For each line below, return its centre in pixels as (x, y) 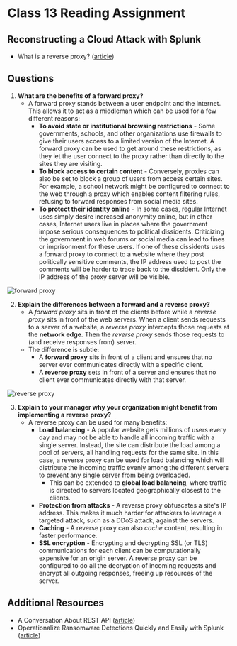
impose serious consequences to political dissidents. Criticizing (131, 231)
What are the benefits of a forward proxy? (80, 95)
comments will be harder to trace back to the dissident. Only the (132, 269)
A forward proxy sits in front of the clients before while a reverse (122, 312)
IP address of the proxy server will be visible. (104, 277)
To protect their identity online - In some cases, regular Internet (133, 209)
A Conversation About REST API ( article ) (76, 620)
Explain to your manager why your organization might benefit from (117, 407)
